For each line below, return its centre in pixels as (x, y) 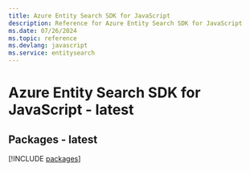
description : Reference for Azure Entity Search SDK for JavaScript (125, 23)
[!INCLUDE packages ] (45, 159)
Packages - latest (53, 139)
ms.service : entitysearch (51, 53)
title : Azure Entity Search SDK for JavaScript (90, 16)
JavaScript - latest (71, 110)
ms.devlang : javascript (48, 46)
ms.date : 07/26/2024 (43, 31)
